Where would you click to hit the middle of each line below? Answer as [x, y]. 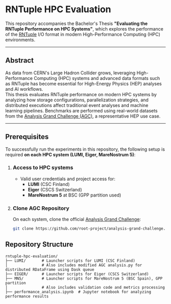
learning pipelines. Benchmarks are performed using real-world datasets [81, 110]
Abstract [20, 60]
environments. [20, 40]
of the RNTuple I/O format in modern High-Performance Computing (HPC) [83, 34]
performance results [27, 296]
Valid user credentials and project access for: [68, 179]
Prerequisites [27, 137]
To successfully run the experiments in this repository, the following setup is [85, 149]
